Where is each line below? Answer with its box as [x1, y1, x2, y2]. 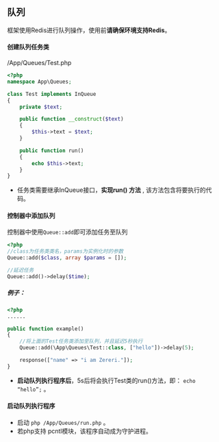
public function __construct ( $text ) [19, 116, 125, 123]
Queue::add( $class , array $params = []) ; [7, 254, 127, 262]
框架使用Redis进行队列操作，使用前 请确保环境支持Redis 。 [7, 26, 171, 34]
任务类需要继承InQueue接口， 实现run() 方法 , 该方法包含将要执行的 [16, 186, 207, 194]
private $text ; [19, 103, 63, 110]
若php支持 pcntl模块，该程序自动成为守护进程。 [16, 427, 152, 435]
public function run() [19, 147, 84, 154]
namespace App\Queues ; [7, 78, 72, 85]
